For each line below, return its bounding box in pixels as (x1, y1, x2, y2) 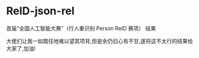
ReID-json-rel (6, 4, 75, 18)
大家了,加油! (6, 45, 36, 52)
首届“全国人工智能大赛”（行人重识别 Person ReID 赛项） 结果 (6, 25, 156, 32)
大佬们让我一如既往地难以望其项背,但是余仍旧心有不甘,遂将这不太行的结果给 (6, 37, 194, 44)
